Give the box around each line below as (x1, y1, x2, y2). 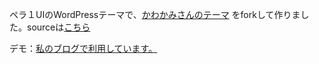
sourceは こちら (26, 21, 91, 33)
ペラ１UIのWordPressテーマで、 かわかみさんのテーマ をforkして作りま (9, 9, 301, 20)
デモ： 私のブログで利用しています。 (9, 43, 158, 54)
